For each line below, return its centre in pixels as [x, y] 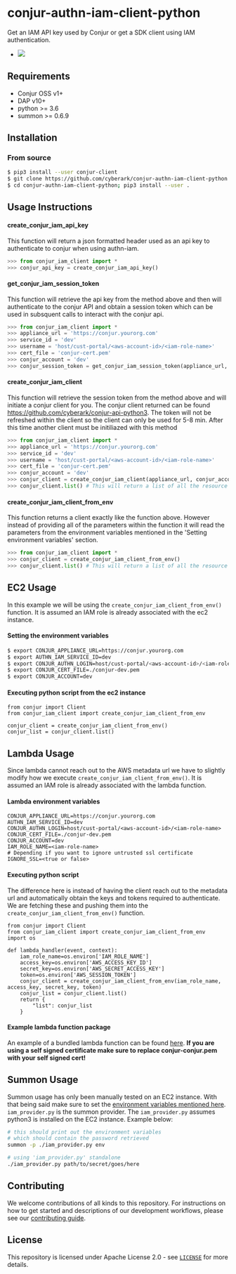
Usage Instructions [50, 208]
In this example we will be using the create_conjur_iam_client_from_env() [115, 605]
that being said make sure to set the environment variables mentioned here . [117, 1104]
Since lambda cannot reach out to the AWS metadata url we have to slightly [117, 770]
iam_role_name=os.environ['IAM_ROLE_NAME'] [85, 957]
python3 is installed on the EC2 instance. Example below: [90, 1119]
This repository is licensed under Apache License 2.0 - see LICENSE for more [118, 1257]
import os [22, 938]
